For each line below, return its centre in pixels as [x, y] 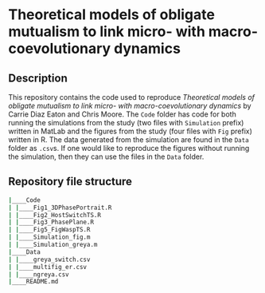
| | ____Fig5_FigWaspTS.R [49, 230]
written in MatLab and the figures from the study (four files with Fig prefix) [131, 131]
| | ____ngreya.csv [39, 274]
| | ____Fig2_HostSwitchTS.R [55, 215]
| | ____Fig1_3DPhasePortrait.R [60, 208]
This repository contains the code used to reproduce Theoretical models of [132, 97]
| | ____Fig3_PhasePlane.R [51, 222]
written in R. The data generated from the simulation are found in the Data [129, 140]
